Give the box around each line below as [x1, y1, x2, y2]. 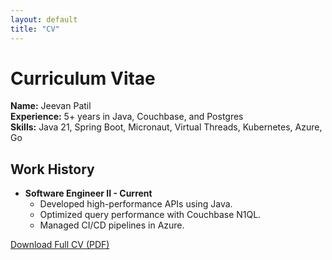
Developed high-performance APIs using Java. [39, 198, 233, 210]
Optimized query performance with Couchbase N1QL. [39, 209, 262, 221]
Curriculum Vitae [10, 67, 156, 90]
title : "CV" [10, 24, 60, 34]
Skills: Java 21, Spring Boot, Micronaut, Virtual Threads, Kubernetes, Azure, [10, 121, 323, 133]
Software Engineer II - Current [24, 187, 153, 200]
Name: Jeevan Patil [10, 100, 92, 112]
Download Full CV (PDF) [10, 239, 110, 251]
